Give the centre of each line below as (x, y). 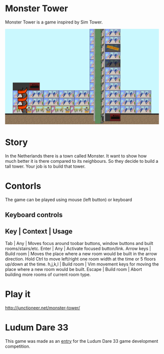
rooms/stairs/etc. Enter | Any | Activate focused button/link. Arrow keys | (78, 248)
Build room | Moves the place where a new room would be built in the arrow (81, 254)
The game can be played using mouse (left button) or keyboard (69, 199)
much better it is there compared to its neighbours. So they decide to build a (82, 161)
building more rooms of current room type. (48, 274)
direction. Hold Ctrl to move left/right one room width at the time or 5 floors (81, 259)
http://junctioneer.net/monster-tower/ (43, 308)
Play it (18, 294)
